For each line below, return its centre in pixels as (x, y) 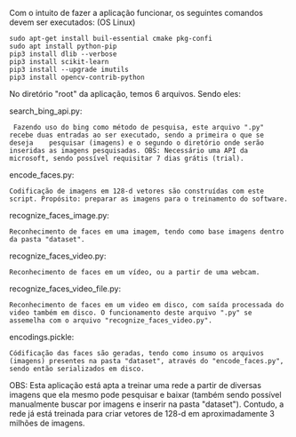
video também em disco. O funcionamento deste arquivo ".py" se (131, 313)
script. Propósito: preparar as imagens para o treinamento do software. (149, 199)
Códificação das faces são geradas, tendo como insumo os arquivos (137, 354)
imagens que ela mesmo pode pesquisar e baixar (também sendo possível (145, 395)
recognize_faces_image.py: (59, 215)
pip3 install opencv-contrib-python (77, 77)
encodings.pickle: (42, 337)
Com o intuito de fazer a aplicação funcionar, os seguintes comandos (136, 13)
